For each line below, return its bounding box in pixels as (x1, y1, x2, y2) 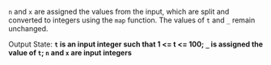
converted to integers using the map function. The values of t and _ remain (8, 15, 256, 25)
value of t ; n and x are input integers (8, 48, 132, 57)
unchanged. (8, 24, 49, 33)
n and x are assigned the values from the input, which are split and (8, 7, 230, 16)
